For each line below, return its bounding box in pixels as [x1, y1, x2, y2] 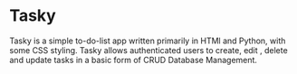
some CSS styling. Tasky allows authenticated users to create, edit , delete [9, 44, 288, 55]
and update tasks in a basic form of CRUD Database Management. [9, 54, 258, 65]
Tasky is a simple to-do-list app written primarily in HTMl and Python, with [9, 35, 286, 46]
